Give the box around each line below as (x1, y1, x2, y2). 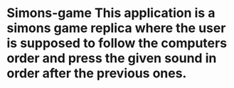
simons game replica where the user (6, 20, 226, 36)
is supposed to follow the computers (6, 35, 228, 51)
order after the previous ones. (6, 65, 187, 82)
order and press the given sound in (6, 50, 217, 67)
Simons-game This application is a (6, 5, 216, 21)
